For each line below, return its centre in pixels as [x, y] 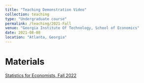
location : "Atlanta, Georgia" [36, 38]
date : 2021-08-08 [23, 33]
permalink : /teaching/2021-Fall [38, 23]
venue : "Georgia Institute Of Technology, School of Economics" [72, 28]
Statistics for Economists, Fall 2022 [41, 75]
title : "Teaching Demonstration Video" [46, 10]
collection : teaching [27, 14]
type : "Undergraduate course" [36, 19]
